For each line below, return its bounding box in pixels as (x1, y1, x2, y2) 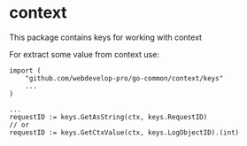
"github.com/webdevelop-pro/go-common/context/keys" (25, 73, 224, 82)
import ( (9, 65, 42, 75)
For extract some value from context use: (9, 49, 159, 59)
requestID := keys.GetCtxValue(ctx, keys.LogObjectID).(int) (9, 127, 240, 137)
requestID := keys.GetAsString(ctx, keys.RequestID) (9, 112, 208, 121)
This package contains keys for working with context (9, 32, 202, 42)
